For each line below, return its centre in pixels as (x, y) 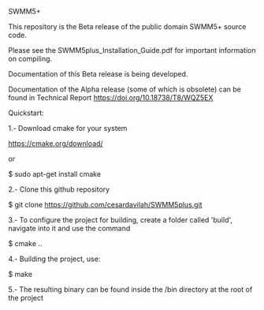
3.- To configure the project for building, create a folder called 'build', (121, 220)
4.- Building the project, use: (54, 259)
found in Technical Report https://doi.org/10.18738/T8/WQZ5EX (111, 97)
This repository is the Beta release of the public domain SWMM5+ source (127, 26)
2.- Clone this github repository (59, 189)
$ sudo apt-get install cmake (54, 174)
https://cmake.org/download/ (56, 144)
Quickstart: (26, 113)
